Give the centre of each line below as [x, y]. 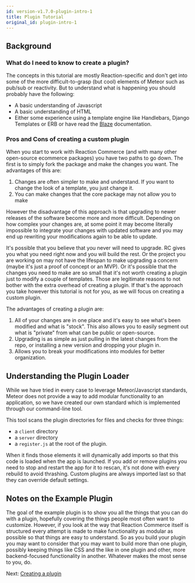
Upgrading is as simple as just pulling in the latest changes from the [96, 339]
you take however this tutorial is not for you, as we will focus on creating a [95, 291]
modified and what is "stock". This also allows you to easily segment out [101, 327]
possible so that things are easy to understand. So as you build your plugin [96, 537]
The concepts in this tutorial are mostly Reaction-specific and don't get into [97, 75]
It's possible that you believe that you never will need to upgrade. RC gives [96, 248]
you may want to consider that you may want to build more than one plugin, [97, 543]
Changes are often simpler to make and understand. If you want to [94, 182]
